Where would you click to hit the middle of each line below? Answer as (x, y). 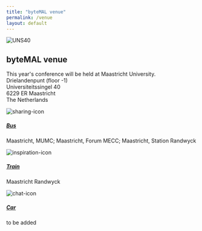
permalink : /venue (29, 18)
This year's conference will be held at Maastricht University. (81, 74)
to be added (21, 223)
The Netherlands (27, 100)
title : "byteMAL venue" (36, 12)
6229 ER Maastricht (31, 93)
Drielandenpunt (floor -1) (37, 81)
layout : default (27, 23)
